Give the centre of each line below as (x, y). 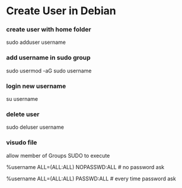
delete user (23, 114)
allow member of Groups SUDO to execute (58, 155)
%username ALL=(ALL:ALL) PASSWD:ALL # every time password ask (91, 179)
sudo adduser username (36, 42)
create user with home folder (49, 30)
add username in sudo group (48, 58)
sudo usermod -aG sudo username (49, 71)
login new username (36, 86)
